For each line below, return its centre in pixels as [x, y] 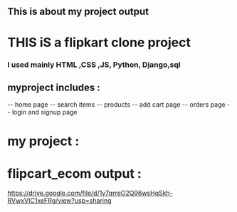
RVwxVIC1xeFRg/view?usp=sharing [59, 201]
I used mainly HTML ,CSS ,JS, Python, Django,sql [94, 65]
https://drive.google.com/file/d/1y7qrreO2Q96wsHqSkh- [90, 193]
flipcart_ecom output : [75, 173]
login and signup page [44, 112]
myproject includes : [54, 87]
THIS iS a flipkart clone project [99, 42]
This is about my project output [78, 12]
